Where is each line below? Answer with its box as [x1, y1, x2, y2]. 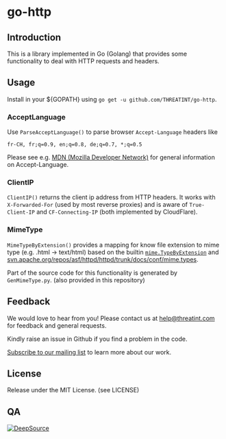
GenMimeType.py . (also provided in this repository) [7, 275, 145, 284]
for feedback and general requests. [7, 321, 107, 330]
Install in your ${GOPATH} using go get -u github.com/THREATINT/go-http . [7, 95, 217, 103]
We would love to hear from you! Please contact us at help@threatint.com [7, 314, 215, 322]
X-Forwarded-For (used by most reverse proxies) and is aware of [7, 201, 188, 209]
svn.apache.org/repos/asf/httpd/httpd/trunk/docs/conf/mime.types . [7, 255, 199, 263]
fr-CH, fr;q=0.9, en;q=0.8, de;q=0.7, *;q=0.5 [7, 142, 142, 148]
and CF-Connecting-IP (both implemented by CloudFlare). [36, 207, 198, 216]
